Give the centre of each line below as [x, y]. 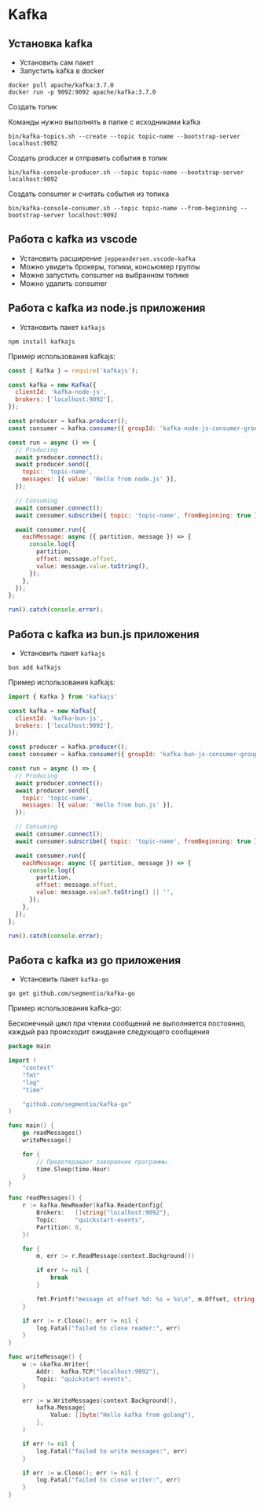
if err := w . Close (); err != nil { [81, 1473]
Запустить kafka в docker [62, 71]
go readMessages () [52, 1133]
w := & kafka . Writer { [56, 1364]
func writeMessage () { [45, 1357]
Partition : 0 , [59, 1227]
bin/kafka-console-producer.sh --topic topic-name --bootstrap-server [126, 172]
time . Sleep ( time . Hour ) [73, 1169]
